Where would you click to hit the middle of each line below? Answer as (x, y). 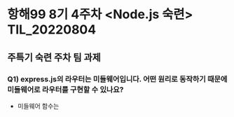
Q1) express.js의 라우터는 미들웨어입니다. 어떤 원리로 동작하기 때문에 (117, 79)
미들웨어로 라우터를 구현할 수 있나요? (66, 90)
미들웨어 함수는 (38, 106)
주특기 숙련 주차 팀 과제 (54, 57)
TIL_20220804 (52, 30)
